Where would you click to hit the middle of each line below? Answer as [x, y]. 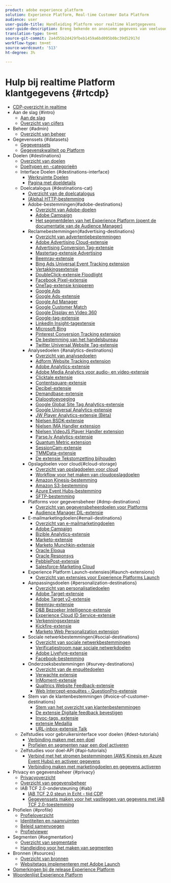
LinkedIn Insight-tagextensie [65, 323]
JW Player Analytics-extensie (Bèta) [73, 415]
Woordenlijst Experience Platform [48, 875]
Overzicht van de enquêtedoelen [70, 669]
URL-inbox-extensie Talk [61, 729]
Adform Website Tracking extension [73, 361]
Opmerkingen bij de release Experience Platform [63, 870]
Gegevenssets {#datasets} [40, 139]
